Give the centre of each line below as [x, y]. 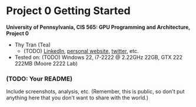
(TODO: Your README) [39, 79]
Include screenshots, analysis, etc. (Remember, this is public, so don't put [95, 92]
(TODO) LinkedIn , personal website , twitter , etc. [81, 51]
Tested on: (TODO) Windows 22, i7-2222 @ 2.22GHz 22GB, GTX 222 [99, 57]
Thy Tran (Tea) [33, 45]
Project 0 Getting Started [68, 11]
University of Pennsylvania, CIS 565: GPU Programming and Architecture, [98, 27]
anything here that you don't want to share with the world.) [77, 98]
